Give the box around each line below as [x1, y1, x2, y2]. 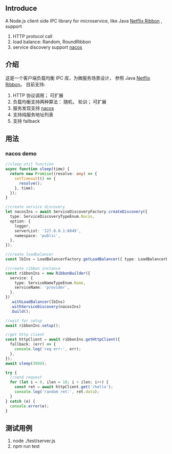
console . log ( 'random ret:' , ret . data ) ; [14, 389, 100, 394]
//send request [10, 375, 42, 380]
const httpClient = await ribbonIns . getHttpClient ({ [5, 337, 120, 342]
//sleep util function [5, 162, 54, 167]
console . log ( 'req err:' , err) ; [14, 347, 81, 352]
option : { [10, 218, 31, 224]
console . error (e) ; [10, 403, 50, 409]
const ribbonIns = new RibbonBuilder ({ [5, 271, 91, 276]
